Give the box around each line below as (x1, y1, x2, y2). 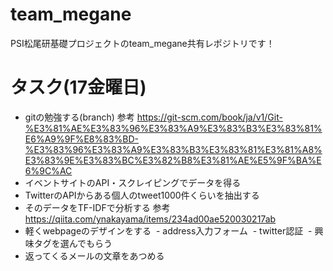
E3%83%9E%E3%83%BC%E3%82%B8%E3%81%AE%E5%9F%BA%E (24, 154, 322, 166)
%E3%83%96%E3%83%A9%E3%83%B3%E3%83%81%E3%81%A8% (24, 143, 323, 155)
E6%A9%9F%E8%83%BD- (24, 133, 140, 145)
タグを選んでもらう (33, 237, 113, 249)
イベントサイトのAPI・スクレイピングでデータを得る (24, 176, 242, 188)
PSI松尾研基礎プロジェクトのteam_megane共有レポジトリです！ (10, 37, 275, 49)
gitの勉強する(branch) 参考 (24, 111, 135, 123)
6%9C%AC (24, 164, 73, 177)
